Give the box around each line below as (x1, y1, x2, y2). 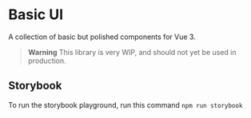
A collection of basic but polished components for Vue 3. (8, 32, 196, 41)
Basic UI (8, 6, 64, 24)
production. (27, 56, 66, 65)
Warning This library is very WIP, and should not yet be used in (27, 47, 237, 57)
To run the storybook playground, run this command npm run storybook (8, 100, 243, 109)
